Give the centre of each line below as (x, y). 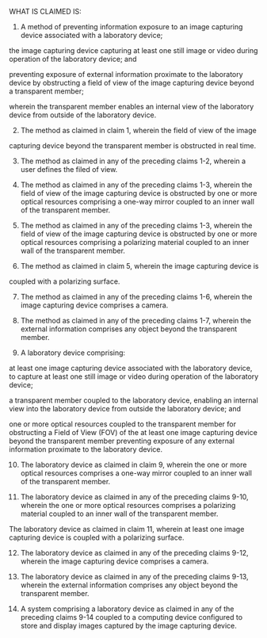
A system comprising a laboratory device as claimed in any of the (127, 609)
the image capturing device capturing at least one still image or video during (133, 50)
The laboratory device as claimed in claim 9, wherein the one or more (133, 464)
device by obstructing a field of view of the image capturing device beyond (132, 83)
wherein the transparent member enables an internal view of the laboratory (132, 107)
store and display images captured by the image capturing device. (128, 626)
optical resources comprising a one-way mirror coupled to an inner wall (137, 202)
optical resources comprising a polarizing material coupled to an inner (135, 242)
